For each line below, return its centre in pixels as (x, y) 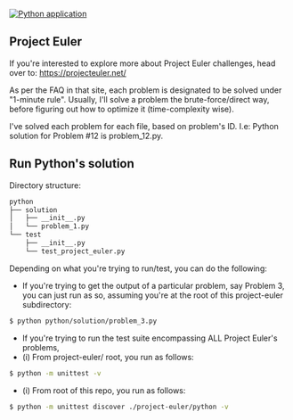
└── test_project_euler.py (75, 251)
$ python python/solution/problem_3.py (83, 321)
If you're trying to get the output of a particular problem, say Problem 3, (153, 285)
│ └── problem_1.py (49, 226)
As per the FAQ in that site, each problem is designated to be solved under (146, 90)
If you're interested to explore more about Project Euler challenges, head (142, 63)
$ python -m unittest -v (55, 373)
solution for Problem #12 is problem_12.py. (86, 136)
